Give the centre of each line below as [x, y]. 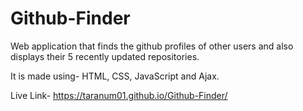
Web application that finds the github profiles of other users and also [152, 46]
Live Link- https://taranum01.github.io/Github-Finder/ [119, 95]
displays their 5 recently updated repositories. [105, 56]
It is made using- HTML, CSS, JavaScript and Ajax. [115, 76]
